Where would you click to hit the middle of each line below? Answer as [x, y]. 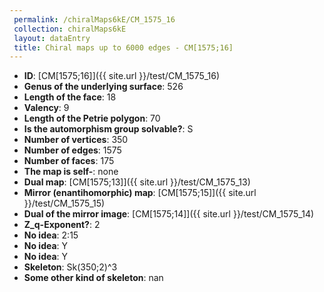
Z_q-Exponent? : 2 [62, 225]
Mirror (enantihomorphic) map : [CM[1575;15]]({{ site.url [140, 193]
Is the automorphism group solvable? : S [108, 129]
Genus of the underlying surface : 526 [103, 87]
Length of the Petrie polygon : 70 [92, 118]
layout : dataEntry [52, 38]
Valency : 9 [46, 108]
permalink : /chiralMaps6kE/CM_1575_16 [94, 19]
